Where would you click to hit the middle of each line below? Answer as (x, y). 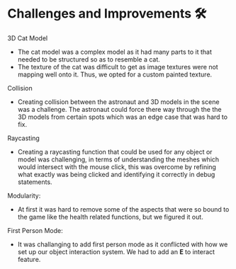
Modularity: (24, 195)
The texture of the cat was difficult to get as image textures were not (118, 67)
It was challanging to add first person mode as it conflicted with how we (123, 244)
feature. (29, 259)
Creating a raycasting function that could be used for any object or (115, 151)
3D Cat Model (28, 38)
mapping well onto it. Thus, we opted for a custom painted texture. (115, 74)
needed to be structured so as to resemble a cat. (89, 59)
